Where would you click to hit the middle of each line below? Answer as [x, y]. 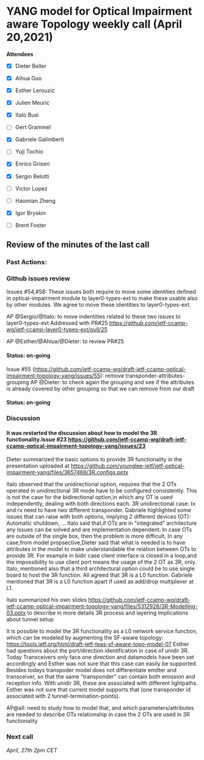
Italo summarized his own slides [47, 600]
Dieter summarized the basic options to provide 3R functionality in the [94, 459]
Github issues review [38, 279]
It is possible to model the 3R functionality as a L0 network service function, [102, 631]
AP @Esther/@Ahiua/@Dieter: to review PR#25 [65, 342]
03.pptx [16, 613]
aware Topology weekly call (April [94, 24]
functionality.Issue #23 [37, 439]
